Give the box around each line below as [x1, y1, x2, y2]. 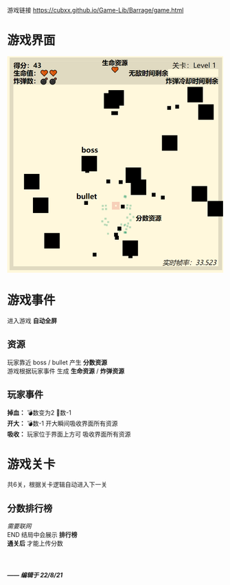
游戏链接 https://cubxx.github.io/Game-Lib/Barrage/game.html [7, 6, 184, 14]
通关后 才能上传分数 [7, 539, 63, 548]
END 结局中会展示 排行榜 [7, 531, 78, 539]
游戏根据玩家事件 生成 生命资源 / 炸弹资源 [7, 366, 125, 375]
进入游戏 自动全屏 [7, 316, 57, 324]
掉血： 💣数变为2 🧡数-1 [7, 408, 72, 417]
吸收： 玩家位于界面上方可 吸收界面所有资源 [7, 430, 131, 438]
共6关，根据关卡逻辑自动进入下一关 [7, 481, 108, 489]
